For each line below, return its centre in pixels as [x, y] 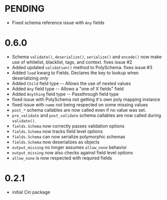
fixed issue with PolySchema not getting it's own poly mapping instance [86, 99]
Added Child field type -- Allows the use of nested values [71, 83]
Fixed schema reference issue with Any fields [58, 23]
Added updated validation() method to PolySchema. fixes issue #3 [82, 67]
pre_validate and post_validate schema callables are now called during [86, 115]
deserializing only [30, 78]
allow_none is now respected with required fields [62, 158]
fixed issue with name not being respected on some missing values [80, 105]
